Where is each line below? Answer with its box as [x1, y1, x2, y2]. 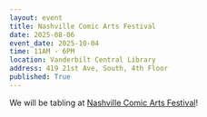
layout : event [9, 13, 64, 23]
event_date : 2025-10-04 [9, 38, 100, 48]
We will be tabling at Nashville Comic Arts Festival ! [9, 97, 198, 108]
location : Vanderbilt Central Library [9, 55, 156, 64]
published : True [9, 73, 71, 82]
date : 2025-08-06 [9, 30, 75, 39]
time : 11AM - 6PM [9, 47, 75, 56]
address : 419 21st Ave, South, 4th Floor [9, 64, 169, 73]
